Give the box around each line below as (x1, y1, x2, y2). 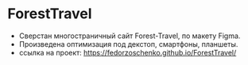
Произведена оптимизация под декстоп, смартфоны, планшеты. (18, 39, 238, 48)
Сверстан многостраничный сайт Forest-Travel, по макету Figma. (18, 31, 241, 40)
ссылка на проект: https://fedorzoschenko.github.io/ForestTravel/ (18, 48, 237, 57)
